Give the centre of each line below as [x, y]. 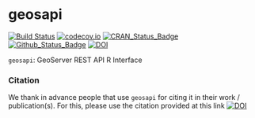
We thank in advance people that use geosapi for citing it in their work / [124, 98]
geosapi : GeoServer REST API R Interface [75, 60]
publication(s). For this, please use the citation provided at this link [117, 106]
